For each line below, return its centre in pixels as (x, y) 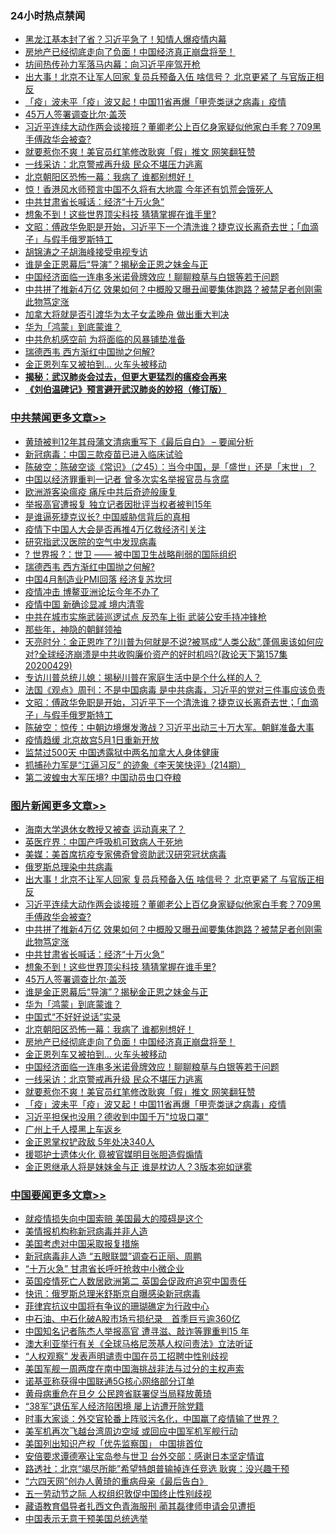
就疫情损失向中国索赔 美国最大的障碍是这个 (113, 1219)
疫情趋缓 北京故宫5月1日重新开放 (92, 739)
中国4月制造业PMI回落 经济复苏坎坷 (98, 579)
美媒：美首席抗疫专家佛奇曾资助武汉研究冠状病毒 (125, 854)
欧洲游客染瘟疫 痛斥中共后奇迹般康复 (100, 491)
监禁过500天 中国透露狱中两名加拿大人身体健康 (122, 752)
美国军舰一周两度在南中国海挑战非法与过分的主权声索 (134, 1369)
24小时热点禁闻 (48, 15)
